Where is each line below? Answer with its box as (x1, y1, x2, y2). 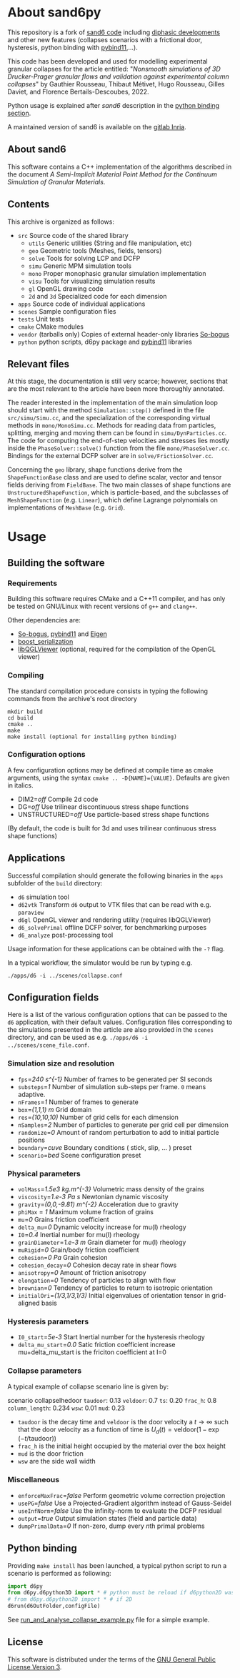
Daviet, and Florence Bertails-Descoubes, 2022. (7, 87, 149, 96)
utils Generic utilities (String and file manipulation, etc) (28, 239, 192, 247)
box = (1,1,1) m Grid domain (17, 1105, 92, 1113)
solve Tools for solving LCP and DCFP (28, 254, 141, 262)
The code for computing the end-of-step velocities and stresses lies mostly (7, 437, 230, 445)
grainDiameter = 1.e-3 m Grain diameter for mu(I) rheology (17, 1238, 186, 1247)
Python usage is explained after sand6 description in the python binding (7, 101, 220, 109)
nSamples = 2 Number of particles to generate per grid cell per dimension (17, 1120, 229, 1129)
